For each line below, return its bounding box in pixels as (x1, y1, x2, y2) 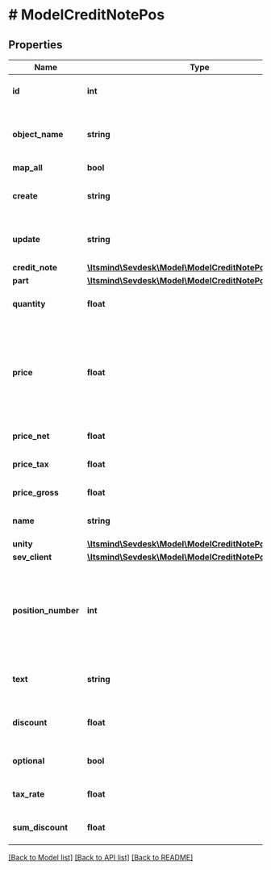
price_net (12, 430, 50, 441)
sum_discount (12, 822, 69, 833)
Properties (8, 38, 63, 52)
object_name (12, 129, 64, 140)
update (12, 234, 40, 245)
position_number (12, 605, 79, 616)
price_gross (12, 487, 59, 498)
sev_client (12, 551, 52, 563)
